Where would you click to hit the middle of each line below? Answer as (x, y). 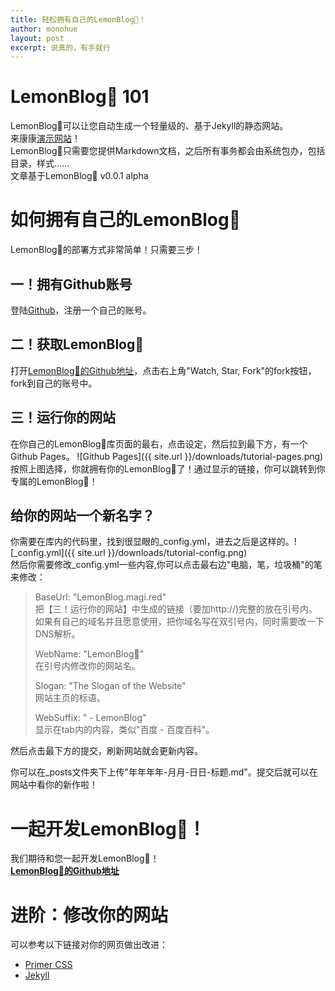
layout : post (37, 38)
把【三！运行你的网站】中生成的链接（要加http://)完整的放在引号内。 (176, 609)
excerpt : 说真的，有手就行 (60, 47)
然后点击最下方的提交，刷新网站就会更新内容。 (106, 751)
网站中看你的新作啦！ (54, 785)
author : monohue (44, 29)
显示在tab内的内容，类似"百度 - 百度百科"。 (124, 730)
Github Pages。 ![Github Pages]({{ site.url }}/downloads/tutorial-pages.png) (167, 456)
